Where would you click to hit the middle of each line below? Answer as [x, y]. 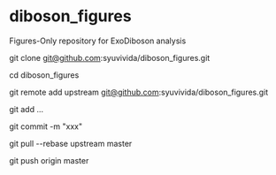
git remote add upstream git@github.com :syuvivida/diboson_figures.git [139, 92]
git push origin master [49, 160]
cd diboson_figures [44, 75]
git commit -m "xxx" [46, 126]
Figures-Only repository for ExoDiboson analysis [98, 41]
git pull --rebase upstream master [71, 143]
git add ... [27, 109]
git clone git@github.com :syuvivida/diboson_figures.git [110, 57]
